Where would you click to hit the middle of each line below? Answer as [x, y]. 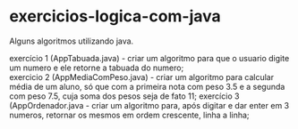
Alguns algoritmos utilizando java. [72, 41]
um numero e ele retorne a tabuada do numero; [97, 68]
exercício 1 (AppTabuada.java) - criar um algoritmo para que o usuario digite [149, 58]
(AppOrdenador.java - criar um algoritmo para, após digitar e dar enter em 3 [149, 105]
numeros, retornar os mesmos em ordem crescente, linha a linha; [129, 115]
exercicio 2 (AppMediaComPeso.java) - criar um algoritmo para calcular [142, 77]
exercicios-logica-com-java [115, 16]
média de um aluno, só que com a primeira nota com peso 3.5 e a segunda [147, 86]
